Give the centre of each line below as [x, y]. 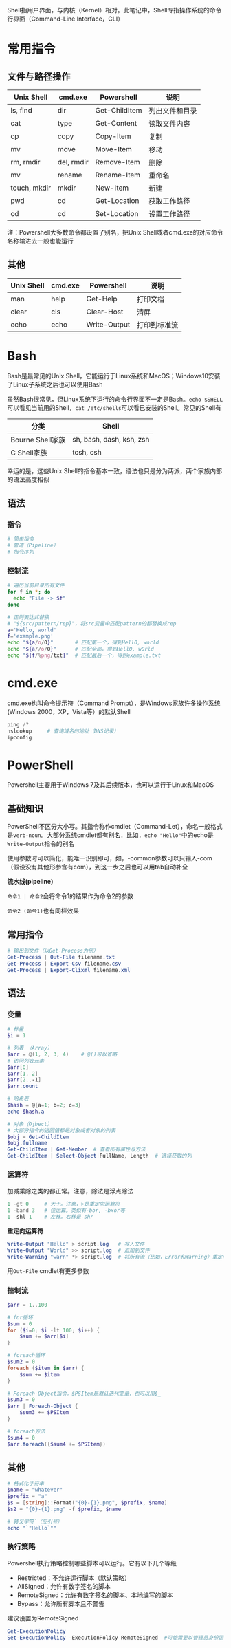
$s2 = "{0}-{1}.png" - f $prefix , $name [64, 1509]
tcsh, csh [87, 452]
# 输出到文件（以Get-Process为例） [53, 951]
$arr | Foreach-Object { [43, 1406]
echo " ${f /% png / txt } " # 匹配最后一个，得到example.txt [84, 655]
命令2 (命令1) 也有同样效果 [43, 911]
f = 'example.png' [30, 636]
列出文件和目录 [173, 111]
